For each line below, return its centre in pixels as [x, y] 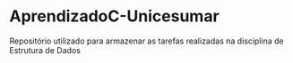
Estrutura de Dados [45, 50]
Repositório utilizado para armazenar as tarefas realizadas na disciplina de [146, 41]
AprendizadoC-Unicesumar [114, 16]
